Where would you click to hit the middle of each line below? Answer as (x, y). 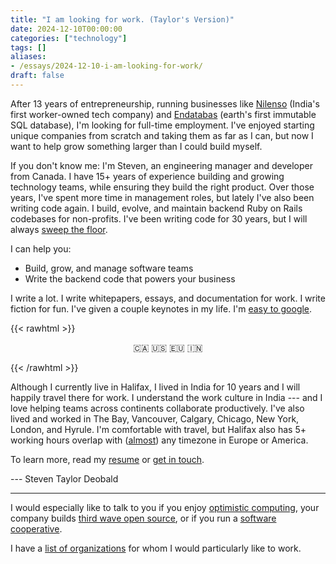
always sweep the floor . (59, 229)
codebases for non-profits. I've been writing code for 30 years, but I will (159, 218)
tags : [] (28, 47)
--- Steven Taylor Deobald (64, 478)
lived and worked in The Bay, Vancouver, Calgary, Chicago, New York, (155, 418)
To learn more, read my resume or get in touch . (107, 459)
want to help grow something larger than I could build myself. (136, 146)
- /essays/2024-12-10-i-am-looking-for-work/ (106, 66)
